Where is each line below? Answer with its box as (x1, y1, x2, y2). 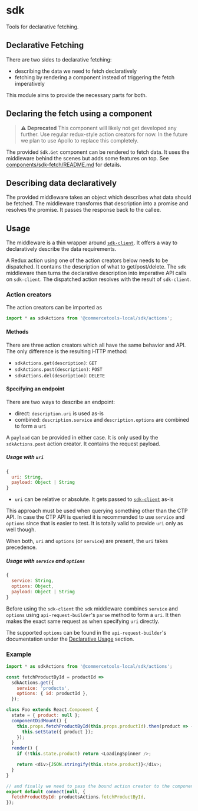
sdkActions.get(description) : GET (14, 359, 97, 366)
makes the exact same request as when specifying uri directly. (6, 618, 160, 625)
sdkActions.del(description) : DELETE (14, 371, 105, 379)
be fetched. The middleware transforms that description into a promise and (6, 200, 189, 207)
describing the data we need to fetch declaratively (14, 67, 137, 75)
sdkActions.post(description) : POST (14, 365, 103, 373)
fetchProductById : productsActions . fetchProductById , (11, 794, 146, 800)
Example (6, 650, 32, 658)
